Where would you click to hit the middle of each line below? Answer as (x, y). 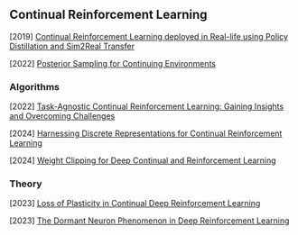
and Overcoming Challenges (62, 116)
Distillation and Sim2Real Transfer (72, 46)
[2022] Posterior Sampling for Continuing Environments (113, 63)
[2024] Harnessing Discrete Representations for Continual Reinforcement (146, 133)
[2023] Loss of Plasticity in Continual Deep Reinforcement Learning (135, 203)
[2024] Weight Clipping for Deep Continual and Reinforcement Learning (143, 160)
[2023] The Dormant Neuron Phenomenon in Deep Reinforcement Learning (149, 221)
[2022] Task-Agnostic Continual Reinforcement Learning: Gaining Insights (147, 106)
